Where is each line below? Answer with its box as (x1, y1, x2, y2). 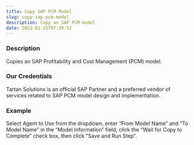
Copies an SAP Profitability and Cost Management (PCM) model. (6, 58, 162, 65)
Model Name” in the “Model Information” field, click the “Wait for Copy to (6, 126, 182, 133)
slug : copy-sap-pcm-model (6, 14, 69, 20)
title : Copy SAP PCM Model (6, 8, 72, 15)
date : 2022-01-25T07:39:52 (6, 25, 72, 31)
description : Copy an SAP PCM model (6, 19, 96, 25)
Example (6, 106, 32, 114)
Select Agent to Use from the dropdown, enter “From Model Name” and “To (6, 120, 189, 127)
